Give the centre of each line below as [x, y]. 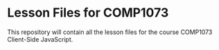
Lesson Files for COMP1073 [88, 13]
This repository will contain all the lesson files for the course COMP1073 [110, 32]
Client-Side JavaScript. [40, 39]
